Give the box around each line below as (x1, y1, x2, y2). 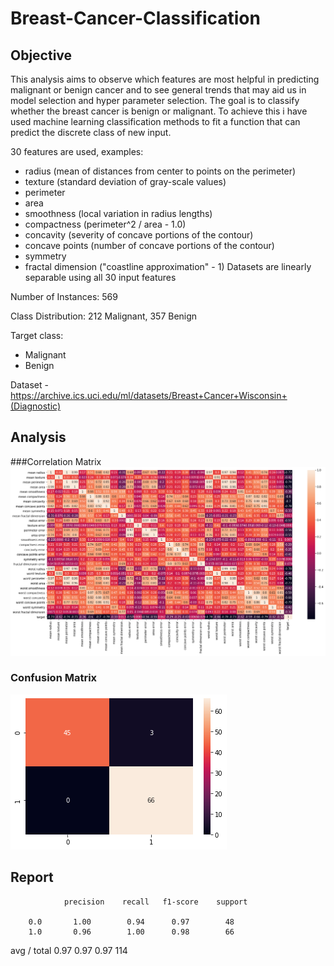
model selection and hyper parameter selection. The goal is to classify (10, 95, 300, 106)
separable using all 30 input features (24, 272, 177, 283)
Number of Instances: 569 (10, 291, 118, 302)
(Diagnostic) (10, 400, 62, 412)
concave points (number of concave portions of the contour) (24, 240, 275, 251)
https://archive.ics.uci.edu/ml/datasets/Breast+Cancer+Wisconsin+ (10, 390, 288, 401)
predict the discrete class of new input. (10, 127, 172, 138)
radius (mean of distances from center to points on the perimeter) (24, 165, 297, 177)
